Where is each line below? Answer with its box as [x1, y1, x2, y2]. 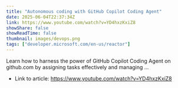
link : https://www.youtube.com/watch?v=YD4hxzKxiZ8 [6, 19, 136, 25]
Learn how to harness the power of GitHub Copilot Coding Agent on [6, 57, 171, 65]
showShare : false [6, 25, 49, 31]
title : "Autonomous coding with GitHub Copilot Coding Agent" [6, 8, 162, 15]
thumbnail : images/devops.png [6, 36, 81, 42]
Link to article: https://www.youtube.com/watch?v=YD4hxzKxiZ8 [14, 75, 172, 82]
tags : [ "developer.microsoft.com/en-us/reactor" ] [6, 42, 131, 48]
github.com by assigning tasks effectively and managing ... [6, 63, 149, 70]
